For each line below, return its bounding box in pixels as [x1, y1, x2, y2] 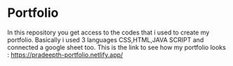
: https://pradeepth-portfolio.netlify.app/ [7, 51, 124, 59]
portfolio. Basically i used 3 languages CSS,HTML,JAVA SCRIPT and [7, 35, 204, 44]
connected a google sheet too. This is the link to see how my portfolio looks [7, 43, 226, 51]
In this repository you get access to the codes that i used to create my [7, 28, 210, 37]
